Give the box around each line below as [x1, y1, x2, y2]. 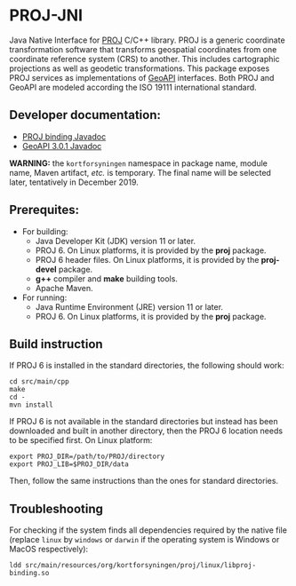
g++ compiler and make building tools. [35, 273, 178, 284]
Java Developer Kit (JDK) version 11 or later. [35, 235, 196, 246]
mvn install [9, 400, 53, 409]
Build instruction [9, 337, 104, 352]
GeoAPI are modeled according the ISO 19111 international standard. [9, 82, 258, 92]
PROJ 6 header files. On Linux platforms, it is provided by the [35, 254, 260, 265]
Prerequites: [9, 202, 80, 218]
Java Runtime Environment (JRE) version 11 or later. [35, 301, 224, 312]
